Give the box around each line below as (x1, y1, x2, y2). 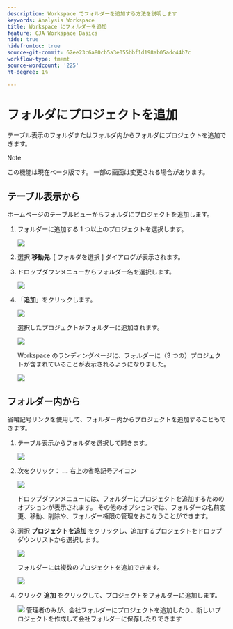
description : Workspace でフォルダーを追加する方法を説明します (7, 10, 177, 17)
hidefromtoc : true (7, 42, 61, 49)
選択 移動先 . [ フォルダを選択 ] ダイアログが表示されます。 (17, 253, 184, 261)
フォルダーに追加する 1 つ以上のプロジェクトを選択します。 (17, 225, 188, 233)
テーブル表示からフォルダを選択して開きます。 (17, 439, 151, 447)
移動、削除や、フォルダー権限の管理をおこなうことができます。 (29, 512, 212, 520)
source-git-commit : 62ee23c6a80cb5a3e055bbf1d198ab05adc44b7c (7, 49, 191, 56)
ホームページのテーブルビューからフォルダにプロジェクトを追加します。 (7, 210, 214, 219)
